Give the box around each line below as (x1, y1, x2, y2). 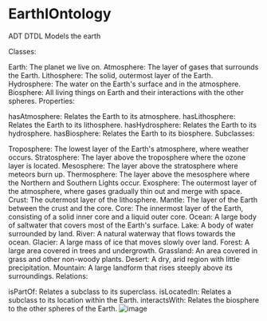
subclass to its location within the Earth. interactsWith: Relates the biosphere (8, 295, 260, 304)
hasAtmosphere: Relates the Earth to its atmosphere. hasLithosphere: (8, 111, 236, 121)
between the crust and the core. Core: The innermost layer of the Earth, (8, 203, 244, 212)
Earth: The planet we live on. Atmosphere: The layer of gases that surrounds (8, 61, 259, 72)
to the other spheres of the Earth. (8, 303, 118, 313)
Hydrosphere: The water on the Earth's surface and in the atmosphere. (8, 79, 241, 89)
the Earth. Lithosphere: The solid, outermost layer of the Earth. (8, 70, 214, 80)
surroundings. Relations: (8, 271, 88, 280)
